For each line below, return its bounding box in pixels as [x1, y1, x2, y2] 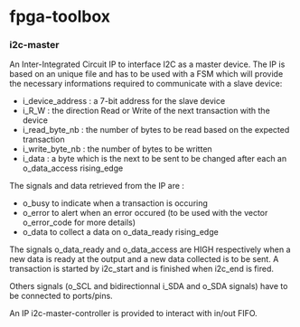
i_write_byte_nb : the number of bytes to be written [22, 144, 212, 154]
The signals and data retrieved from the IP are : [9, 181, 185, 192]
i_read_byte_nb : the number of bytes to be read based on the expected [22, 125, 290, 135]
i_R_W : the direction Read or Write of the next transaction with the [22, 106, 271, 117]
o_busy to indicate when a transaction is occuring [22, 198, 208, 209]
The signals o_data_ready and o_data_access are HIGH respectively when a [9, 244, 291, 255]
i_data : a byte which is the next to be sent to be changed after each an [22, 154, 287, 164]
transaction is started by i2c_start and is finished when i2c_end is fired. [9, 264, 274, 275]
